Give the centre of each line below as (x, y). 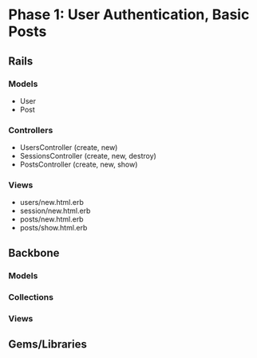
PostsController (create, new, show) (79, 164)
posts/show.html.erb (53, 228)
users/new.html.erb (51, 203)
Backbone (34, 253)
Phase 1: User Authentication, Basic (129, 15)
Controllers (31, 130)
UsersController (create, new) (69, 148)
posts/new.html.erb (51, 219)
